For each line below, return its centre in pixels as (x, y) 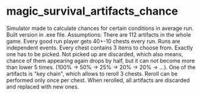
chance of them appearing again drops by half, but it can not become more (101, 61)
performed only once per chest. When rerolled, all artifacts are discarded (98, 80)
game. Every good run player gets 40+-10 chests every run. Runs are (93, 41)
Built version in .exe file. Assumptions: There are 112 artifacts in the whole (99, 34)
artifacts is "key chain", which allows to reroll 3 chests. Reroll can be (92, 73)
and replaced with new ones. (43, 86)
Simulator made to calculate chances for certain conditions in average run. (100, 28)
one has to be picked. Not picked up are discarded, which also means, (95, 54)
